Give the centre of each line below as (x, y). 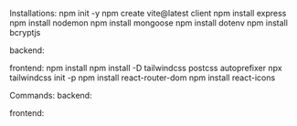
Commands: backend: (51, 95)
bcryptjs (25, 32)
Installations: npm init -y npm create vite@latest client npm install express (148, 13)
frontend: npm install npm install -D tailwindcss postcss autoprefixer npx (146, 68)
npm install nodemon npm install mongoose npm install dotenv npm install (148, 23)
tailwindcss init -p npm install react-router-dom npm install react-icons (143, 78)
